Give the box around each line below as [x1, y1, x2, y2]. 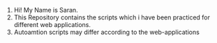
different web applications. [13, 21, 91, 28]
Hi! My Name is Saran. [13, 6, 78, 14]
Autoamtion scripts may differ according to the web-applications [13, 28, 200, 36]
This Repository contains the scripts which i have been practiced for [13, 13, 211, 21]
